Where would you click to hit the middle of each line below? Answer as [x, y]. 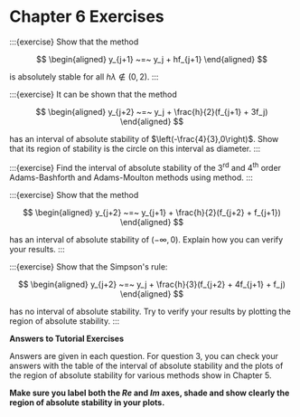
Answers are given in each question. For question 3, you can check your [144, 355]
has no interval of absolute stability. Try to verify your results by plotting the [150, 311]
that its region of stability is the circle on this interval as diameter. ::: [135, 148]
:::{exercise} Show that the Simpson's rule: [89, 266]
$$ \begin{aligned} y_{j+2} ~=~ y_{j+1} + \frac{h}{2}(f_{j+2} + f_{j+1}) [152, 212]
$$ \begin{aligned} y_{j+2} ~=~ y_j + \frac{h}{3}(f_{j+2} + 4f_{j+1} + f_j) [152, 284]
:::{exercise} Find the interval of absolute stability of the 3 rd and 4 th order [145, 166]
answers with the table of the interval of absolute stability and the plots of [146, 365]
